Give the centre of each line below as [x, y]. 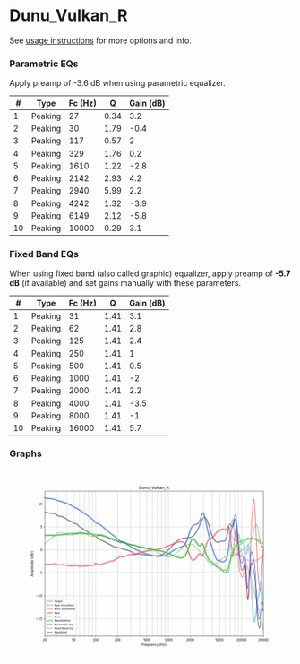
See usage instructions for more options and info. [101, 40]
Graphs [26, 453]
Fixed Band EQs [44, 254]
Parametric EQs [44, 64]
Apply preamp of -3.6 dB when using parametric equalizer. [117, 83]
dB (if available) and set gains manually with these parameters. [125, 283]
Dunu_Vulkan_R [69, 16]
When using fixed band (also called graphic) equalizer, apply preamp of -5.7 [150, 273]
